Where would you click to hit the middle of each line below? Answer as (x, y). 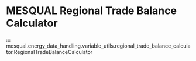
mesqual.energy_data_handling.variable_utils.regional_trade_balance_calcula (98, 46)
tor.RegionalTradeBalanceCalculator (49, 52)
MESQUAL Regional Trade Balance (92, 11)
